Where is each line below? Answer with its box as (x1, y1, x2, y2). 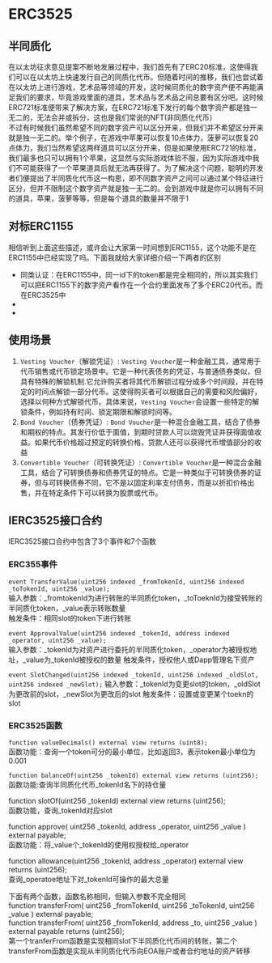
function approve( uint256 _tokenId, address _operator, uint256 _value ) (8, 822, 247, 832)
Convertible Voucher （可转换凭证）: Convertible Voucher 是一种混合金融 (19, 457, 261, 467)
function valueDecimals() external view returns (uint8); (8, 739, 208, 747)
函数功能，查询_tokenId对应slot (8, 806, 113, 816)
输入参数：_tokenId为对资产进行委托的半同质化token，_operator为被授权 (8, 644, 250, 654)
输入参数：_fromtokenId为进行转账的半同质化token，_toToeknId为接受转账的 (8, 592, 263, 603)
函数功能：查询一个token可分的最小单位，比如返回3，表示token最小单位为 (8, 747, 256, 757)
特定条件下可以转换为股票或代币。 (48, 487, 163, 498)
